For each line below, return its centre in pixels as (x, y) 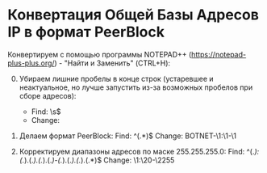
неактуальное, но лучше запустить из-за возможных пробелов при (136, 87)
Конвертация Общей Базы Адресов (133, 15)
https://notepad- (219, 54)
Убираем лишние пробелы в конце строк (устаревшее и (117, 78)
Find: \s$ (46, 112)
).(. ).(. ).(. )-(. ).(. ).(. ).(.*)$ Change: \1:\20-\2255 (99, 160)
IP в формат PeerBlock (86, 32)
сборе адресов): (48, 95)
